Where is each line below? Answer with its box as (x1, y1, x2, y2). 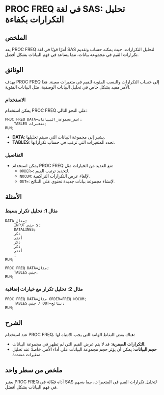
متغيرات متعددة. (12, 352, 42, 358)
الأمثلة (5, 192, 22, 201)
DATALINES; (14, 227, 36, 232)
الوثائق (5, 66, 24, 74)
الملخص (5, 33, 27, 42)
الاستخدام (5, 96, 26, 103)
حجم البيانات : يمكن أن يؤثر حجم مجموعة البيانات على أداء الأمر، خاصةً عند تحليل (12, 346, 157, 352)
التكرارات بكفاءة (5, 14, 64, 25)
